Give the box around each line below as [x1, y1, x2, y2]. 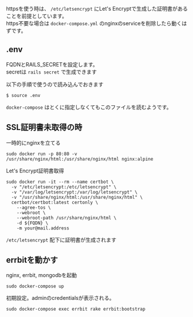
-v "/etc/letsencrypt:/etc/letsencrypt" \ [11, 184, 117, 190]
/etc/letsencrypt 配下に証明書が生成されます [6, 236, 117, 243]
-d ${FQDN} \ [16, 220, 49, 226]
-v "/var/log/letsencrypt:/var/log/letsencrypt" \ [11, 189, 138, 195]
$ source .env [6, 92, 41, 98]
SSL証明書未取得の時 [6, 122, 83, 132]
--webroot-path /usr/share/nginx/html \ [16, 215, 117, 221]
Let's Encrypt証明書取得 [6, 167, 65, 174]
